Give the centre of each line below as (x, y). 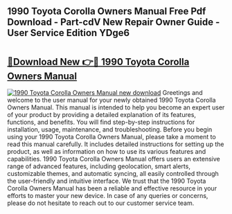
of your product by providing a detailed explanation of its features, (101, 115)
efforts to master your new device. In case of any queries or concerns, (108, 196)
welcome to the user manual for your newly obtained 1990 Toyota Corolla (111, 100)
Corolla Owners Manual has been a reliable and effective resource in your (112, 188)
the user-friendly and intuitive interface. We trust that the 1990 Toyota (107, 181)
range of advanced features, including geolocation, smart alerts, (99, 166)
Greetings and (182, 92)
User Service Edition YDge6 (69, 33)
